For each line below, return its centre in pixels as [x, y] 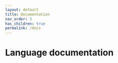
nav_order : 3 [19, 19]
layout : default [22, 10]
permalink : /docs [23, 28]
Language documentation [59, 53]
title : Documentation [28, 14]
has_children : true [25, 24]
